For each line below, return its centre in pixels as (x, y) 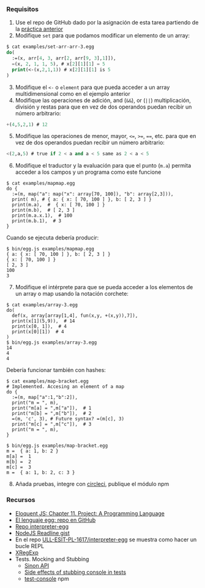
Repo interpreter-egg (42, 526)
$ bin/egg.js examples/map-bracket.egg (57, 446)
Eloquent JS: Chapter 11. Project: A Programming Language (90, 513)
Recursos (21, 500)
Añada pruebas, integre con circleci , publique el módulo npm (92, 484)
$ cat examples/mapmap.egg (41, 184)
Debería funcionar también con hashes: (56, 370)
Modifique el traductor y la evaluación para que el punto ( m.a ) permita (103, 166)
